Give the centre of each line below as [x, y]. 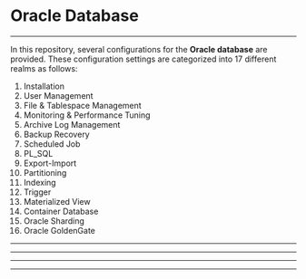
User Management [58, 95]
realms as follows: [44, 68]
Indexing [40, 182]
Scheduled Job [52, 144]
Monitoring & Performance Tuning [87, 115]
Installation [44, 86]
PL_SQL [38, 153]
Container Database [61, 211]
